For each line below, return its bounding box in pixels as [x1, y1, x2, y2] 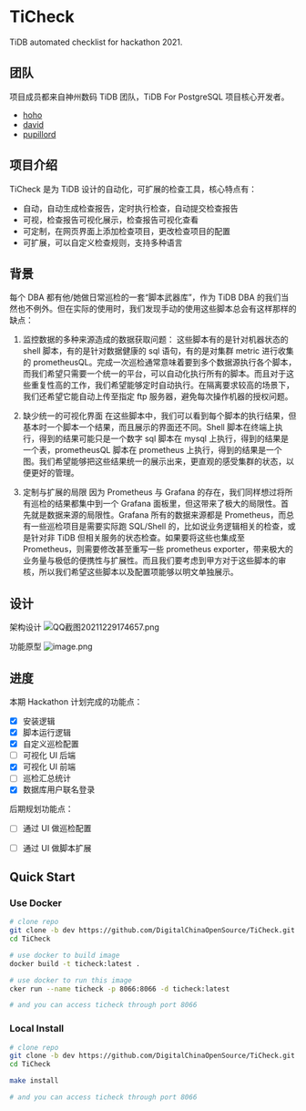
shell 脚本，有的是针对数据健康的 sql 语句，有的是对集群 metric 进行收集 [22, 345, 294, 356]
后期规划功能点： [9, 804, 74, 815]
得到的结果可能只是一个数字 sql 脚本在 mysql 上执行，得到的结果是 [38, 433, 290, 444]
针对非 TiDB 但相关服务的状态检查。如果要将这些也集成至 [30, 532, 246, 543]
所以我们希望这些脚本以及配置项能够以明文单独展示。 [38, 567, 239, 578]
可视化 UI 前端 [22, 761, 76, 772]
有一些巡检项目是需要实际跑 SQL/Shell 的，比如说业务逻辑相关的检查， [22, 521, 289, 532]
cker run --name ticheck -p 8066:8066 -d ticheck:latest [9, 984, 230, 993]
